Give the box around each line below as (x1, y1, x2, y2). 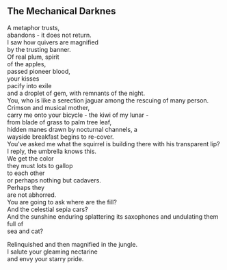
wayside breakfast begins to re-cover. (7, 133, 114, 141)
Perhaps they (7, 183, 45, 191)
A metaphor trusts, (7, 23, 60, 31)
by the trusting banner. (7, 45, 72, 53)
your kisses (7, 75, 40, 83)
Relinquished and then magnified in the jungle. (7, 240, 138, 248)
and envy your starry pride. (7, 254, 84, 262)
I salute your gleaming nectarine (7, 247, 98, 256)
